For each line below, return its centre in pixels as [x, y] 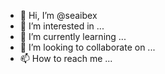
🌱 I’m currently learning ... [73, 36]
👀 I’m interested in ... [62, 26]
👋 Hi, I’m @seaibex [58, 15]
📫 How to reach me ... [66, 58]
